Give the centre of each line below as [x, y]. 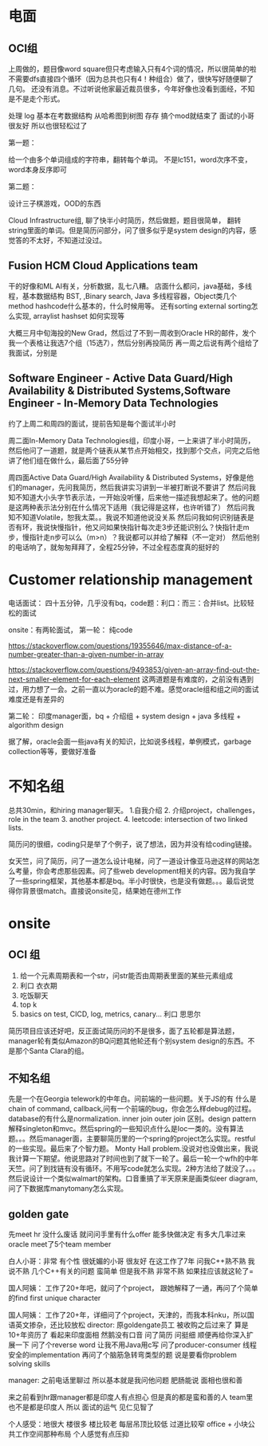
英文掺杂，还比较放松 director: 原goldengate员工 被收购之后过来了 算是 [132, 1325]
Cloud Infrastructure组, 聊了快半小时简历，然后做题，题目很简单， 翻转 [125, 220]
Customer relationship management [130, 580]
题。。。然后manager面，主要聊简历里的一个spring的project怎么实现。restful [132, 1139]
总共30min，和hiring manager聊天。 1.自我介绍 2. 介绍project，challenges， [134, 810]
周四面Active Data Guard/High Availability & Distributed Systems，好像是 [128, 477]
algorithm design [36, 725]
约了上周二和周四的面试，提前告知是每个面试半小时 [92, 423]
